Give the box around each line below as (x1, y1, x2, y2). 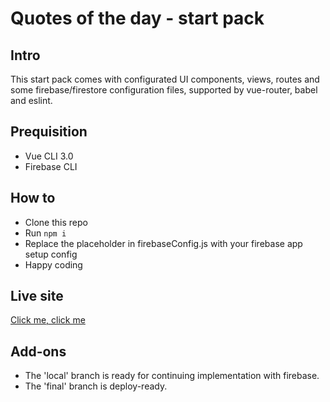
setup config (24, 248, 78, 260)
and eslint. (10, 95, 53, 106)
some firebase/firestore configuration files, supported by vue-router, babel (10, 84, 318, 96)
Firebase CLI (24, 160, 78, 172)
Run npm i (24, 227, 67, 239)
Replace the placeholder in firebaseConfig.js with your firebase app (24, 237, 303, 249)
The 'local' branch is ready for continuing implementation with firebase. (24, 370, 320, 382)
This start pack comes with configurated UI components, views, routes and (10, 73, 320, 85)
